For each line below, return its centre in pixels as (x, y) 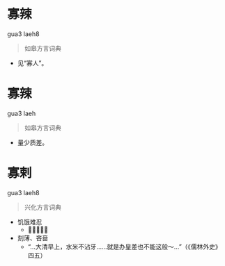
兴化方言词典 (42, 207)
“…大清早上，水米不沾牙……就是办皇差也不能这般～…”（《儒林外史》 (124, 247)
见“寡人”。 (32, 63)
